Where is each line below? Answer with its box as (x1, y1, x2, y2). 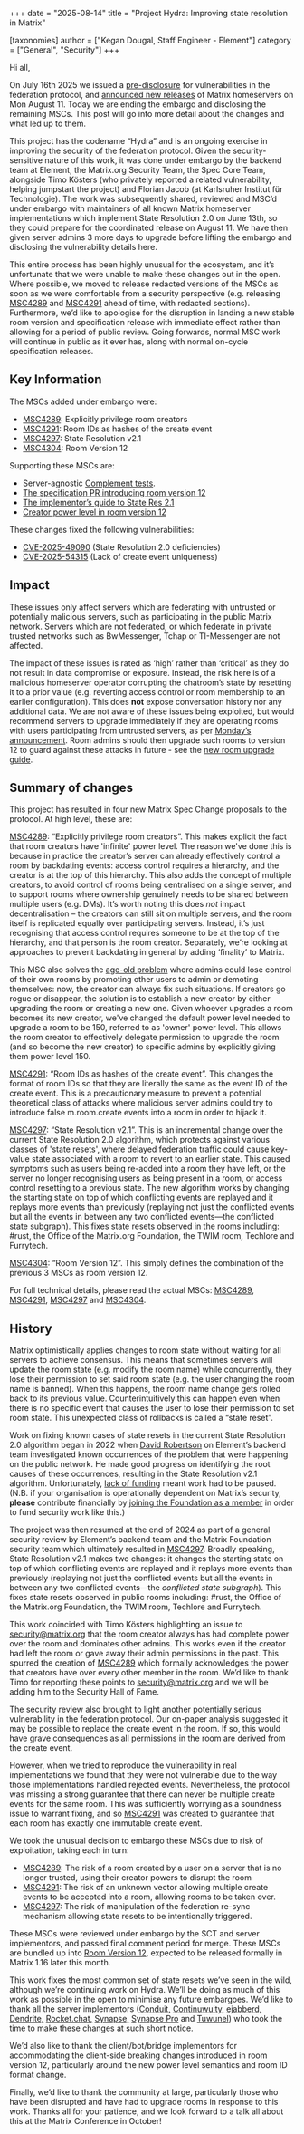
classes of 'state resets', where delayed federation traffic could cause (9, 1144, 270, 1154)
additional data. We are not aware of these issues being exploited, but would (9, 706, 295, 717)
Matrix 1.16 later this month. (9, 1957, 111, 1968)
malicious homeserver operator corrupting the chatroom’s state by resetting (9, 677, 292, 688)
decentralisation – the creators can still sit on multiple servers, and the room (9, 908, 292, 919)
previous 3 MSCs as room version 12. (9, 1268, 148, 1279)
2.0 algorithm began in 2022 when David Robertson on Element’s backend (9, 1440, 287, 1451)
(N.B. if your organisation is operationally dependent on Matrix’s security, (9, 1488, 282, 1499)
